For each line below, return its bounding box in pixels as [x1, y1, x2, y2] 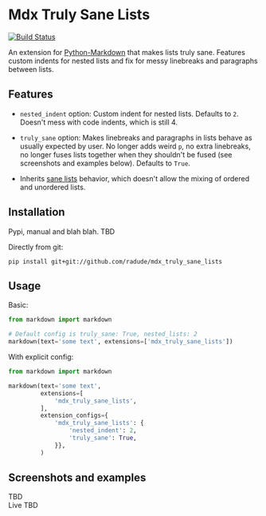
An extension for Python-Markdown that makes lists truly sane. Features [8, 47, 245, 57]
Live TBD [8, 501, 38, 510]
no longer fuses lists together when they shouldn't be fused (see [19, 149, 233, 159]
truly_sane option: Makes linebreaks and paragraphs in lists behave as [19, 133, 252, 142]
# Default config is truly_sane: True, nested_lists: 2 [8, 330, 198, 339]
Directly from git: [8, 242, 64, 252]
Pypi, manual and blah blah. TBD [8, 226, 115, 236]
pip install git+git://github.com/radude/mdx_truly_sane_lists [8, 257, 223, 265]
